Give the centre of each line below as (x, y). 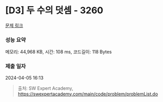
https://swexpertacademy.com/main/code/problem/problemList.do (88, 94)
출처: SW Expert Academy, (45, 88)
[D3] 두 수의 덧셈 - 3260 (54, 10)
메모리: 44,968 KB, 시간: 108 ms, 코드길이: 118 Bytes (59, 52)
